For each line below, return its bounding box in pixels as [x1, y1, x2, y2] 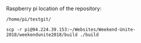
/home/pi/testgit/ [6, 16, 51, 22]
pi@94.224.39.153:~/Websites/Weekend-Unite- [24, 27, 136, 32]
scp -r [6, 27, 22, 32]
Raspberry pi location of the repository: [6, 5, 102, 12]
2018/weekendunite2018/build [6, 32, 78, 38]
